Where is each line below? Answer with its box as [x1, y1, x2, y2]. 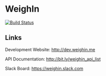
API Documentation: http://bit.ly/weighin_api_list [5, 56, 101, 62]
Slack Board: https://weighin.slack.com [5, 65, 84, 71]
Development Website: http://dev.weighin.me [5, 46, 96, 52]
